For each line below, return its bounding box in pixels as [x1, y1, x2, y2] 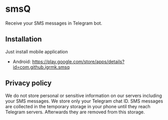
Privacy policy [5, 79, 52, 88]
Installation [5, 35, 42, 44]
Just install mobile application [5, 48, 68, 54]
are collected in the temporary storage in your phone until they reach [5, 103, 151, 109]
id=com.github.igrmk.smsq [12, 64, 70, 70]
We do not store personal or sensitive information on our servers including [5, 92, 162, 98]
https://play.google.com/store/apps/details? [32, 58, 124, 65]
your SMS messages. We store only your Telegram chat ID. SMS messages [5, 98, 163, 104]
